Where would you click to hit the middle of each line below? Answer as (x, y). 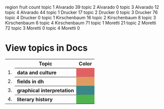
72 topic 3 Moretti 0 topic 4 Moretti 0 (43, 28)
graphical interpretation (46, 90)
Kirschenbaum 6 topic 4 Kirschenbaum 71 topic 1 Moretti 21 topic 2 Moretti (81, 23)
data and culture (37, 73)
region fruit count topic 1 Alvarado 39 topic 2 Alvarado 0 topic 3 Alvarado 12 (82, 7)
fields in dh (31, 81)
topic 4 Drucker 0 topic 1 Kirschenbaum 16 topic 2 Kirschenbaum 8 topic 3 (81, 18)
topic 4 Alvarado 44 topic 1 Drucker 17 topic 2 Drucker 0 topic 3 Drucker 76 (82, 12)
